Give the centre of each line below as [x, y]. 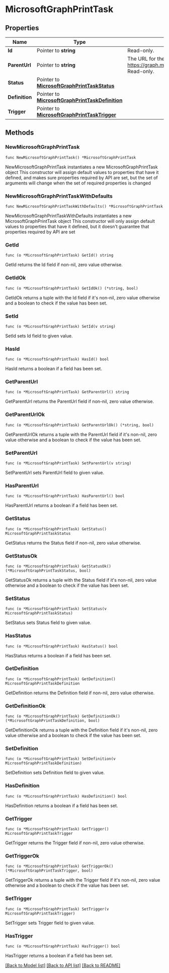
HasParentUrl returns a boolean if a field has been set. [62, 506]
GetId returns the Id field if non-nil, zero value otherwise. [64, 265]
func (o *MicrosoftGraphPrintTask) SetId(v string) [60, 326]
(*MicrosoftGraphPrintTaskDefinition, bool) [53, 721]
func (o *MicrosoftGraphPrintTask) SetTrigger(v [57, 909]
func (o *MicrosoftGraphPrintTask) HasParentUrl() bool [65, 496]
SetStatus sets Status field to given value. [48, 623]
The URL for [142, 59]
